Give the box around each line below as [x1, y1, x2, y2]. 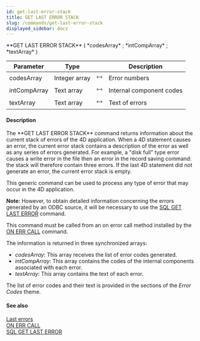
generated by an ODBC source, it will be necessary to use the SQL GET [6, 204, 182, 211]
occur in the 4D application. [6, 186, 75, 193]
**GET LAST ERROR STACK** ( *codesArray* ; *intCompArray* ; [6, 42, 168, 49]
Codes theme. [6, 288, 41, 296]
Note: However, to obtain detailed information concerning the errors [6, 197, 175, 205]
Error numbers [108, 74, 150, 82]
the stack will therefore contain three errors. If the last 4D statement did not [6, 162, 193, 169]
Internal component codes [108, 86, 183, 95]
